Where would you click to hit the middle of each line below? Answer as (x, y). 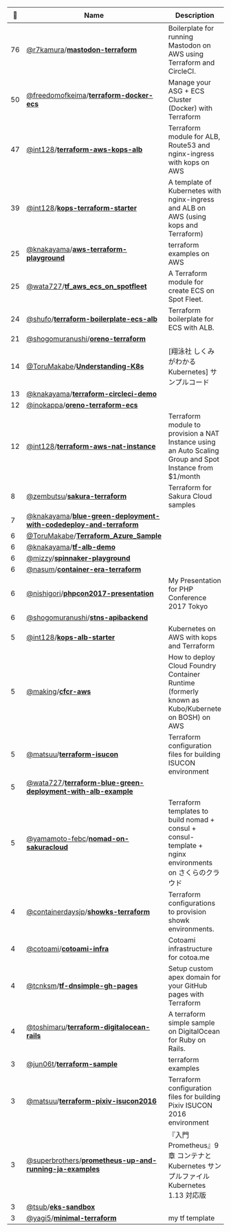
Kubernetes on (192, 629)
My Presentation (195, 581)
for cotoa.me (189, 957)
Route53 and (189, 145)
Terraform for (190, 488)
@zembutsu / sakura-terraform (77, 496)
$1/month (184, 476)
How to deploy (191, 657)
